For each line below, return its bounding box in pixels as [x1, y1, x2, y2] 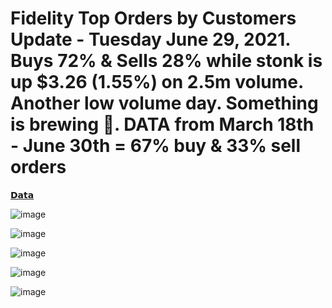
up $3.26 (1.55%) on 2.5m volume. [10, 71, 304, 94]
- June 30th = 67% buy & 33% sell [10, 135, 302, 157]
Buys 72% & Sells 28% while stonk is [10, 50, 323, 72]
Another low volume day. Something [10, 92, 319, 115]
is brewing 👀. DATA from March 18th [10, 113, 315, 136]
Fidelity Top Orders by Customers [10, 7, 297, 30]
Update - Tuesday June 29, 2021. [10, 28, 291, 51]
